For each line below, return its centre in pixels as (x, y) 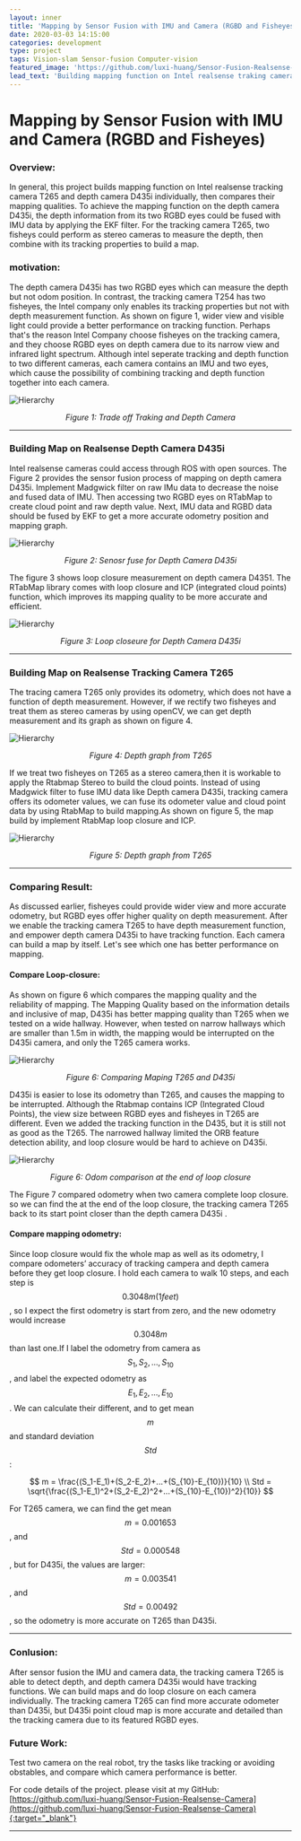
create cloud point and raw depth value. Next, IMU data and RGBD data (141, 506)
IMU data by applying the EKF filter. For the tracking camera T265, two (140, 225)
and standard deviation (52, 1436)
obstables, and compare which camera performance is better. (123, 1772)
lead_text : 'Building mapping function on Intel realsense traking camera (152, 76)
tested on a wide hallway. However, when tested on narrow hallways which (147, 1023)
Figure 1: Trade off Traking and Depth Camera (150, 417)
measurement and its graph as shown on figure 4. (101, 721)
